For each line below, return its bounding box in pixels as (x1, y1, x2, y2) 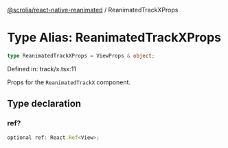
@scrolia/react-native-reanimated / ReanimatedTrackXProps (7, 6, 179, 14)
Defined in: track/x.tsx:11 (7, 64, 77, 73)
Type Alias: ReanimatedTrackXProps (7, 30, 222, 45)
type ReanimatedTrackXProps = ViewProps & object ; (7, 52, 155, 59)
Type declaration (7, 98, 81, 110)
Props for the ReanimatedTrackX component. (7, 78, 131, 86)
